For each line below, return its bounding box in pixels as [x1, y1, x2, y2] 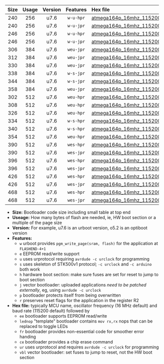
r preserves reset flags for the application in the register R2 [19, 298, 139, 303]
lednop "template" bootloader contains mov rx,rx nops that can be [19, 318, 153, 324]
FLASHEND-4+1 [19, 246, 46, 251]
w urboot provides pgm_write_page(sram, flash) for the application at [19, 241, 158, 246]
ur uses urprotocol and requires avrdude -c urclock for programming [19, 344, 159, 350]
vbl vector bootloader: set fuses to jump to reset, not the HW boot [19, 349, 153, 355]
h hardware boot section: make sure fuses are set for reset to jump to [19, 272, 159, 277]
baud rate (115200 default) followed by [12, 308, 90, 314]
